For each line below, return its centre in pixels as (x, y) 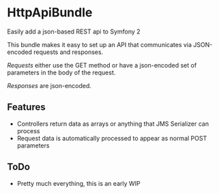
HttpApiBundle (50, 13)
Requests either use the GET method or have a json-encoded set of (102, 65)
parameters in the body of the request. (61, 72)
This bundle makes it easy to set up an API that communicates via (100, 44)
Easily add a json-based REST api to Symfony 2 (74, 31)
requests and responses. (69, 52)
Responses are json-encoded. (49, 85)
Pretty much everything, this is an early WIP (78, 183)
